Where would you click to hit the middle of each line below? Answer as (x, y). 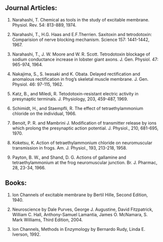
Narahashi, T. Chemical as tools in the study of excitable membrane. (81, 19)
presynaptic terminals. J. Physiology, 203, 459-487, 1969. (70, 99)
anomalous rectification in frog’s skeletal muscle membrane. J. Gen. (80, 79)
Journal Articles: (31, 8)
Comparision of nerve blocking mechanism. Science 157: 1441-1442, (81, 39)
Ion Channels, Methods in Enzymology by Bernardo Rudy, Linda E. (79, 229)
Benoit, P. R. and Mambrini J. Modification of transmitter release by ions (84, 123)
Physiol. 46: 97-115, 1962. (38, 84)
